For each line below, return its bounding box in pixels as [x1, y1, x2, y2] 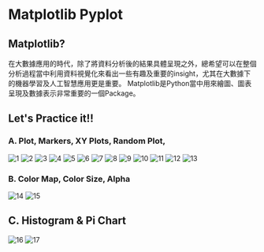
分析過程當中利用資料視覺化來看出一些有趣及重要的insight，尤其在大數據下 [8, 69, 251, 78]
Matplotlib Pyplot [8, 6, 124, 24]
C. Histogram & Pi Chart [8, 214, 127, 228]
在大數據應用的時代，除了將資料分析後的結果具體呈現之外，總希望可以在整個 [8, 59, 257, 68]
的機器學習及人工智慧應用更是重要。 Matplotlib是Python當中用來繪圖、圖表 [8, 79, 252, 88]
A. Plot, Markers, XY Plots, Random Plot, [8, 136, 165, 147]
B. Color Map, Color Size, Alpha [8, 173, 131, 184]
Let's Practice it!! [8, 112, 94, 126]
